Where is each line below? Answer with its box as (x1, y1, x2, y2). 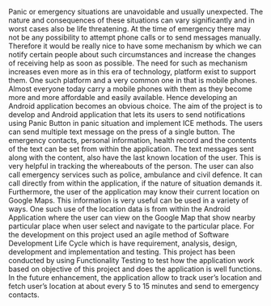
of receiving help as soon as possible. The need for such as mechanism (8, 58, 248, 68)
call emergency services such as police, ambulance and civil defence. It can (8, 170, 263, 179)
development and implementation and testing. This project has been (8, 247, 236, 257)
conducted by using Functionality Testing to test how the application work (8, 256, 255, 265)
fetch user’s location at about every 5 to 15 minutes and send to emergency (8, 282, 260, 291)
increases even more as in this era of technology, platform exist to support (8, 67, 256, 76)
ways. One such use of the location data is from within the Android (8, 204, 231, 213)
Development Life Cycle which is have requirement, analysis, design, (8, 238, 238, 248)
